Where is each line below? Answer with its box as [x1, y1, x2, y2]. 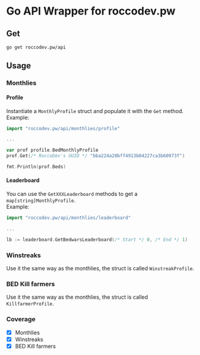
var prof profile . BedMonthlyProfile [6, 147, 98, 154]
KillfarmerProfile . [6, 300, 54, 307]
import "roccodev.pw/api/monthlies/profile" [6, 125, 120, 131]
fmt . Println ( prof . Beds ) [6, 164, 66, 170]
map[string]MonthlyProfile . [6, 197, 76, 204]
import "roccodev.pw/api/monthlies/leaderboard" [6, 215, 131, 221]
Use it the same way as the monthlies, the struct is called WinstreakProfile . [6, 265, 195, 272]
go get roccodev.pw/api [6, 44, 66, 50]
